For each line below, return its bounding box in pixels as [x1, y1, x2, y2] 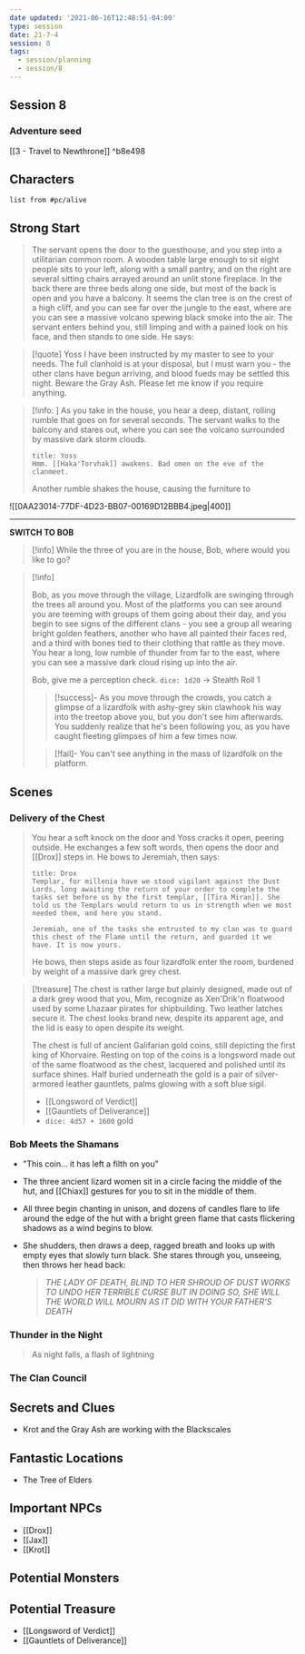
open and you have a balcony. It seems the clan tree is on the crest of [31, 292, 293, 304]
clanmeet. [31, 468, 70, 477]
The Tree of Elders [22, 1474, 93, 1485]
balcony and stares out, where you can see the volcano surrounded [31, 424, 285, 436]
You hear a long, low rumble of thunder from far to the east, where [31, 647, 280, 658]
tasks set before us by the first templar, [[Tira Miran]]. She [31, 892, 280, 901]
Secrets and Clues [9, 1400, 115, 1415]
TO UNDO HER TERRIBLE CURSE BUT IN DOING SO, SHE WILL [44, 1286, 280, 1298]
